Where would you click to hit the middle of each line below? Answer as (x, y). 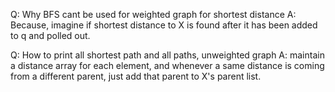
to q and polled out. (50, 35)
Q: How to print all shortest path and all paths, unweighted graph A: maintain (167, 55)
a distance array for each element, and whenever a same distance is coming (167, 65)
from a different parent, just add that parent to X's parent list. (136, 76)
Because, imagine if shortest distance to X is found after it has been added (164, 25)
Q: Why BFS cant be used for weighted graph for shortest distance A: (153, 14)
